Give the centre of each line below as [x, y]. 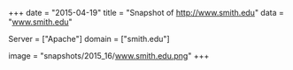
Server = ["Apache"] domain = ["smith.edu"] [89, 39]
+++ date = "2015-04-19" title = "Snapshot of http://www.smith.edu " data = [146, 13]
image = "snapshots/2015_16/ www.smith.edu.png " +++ [109, 56]
